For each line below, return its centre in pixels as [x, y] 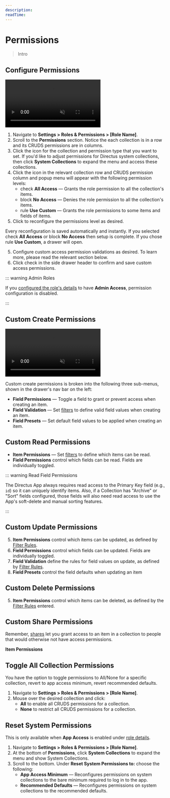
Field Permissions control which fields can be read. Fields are [78, 460]
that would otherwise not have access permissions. [59, 639]
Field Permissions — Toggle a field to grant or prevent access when [84, 399]
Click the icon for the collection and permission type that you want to [85, 151]
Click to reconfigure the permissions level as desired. [68, 221]
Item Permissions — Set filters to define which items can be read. [82, 454]
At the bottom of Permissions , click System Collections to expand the [87, 753]
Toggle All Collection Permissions [60, 665]
